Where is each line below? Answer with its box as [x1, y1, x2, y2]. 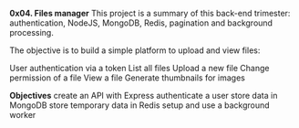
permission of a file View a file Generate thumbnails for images [9, 72, 246, 83]
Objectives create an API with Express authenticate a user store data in [9, 91, 278, 101]
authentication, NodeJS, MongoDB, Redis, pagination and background [9, 17, 273, 28]
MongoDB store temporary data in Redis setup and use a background [9, 100, 271, 111]
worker [9, 110, 36, 120]
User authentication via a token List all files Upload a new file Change [9, 63, 270, 73]
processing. [9, 27, 55, 37]
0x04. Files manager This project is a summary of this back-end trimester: [9, 8, 291, 18]
